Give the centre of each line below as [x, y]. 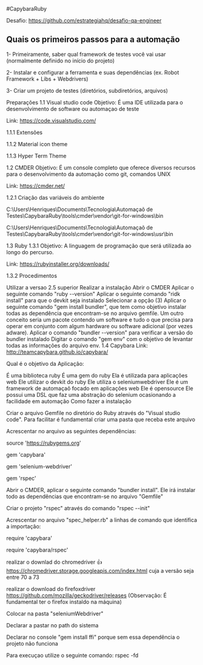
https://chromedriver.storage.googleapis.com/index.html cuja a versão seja [100, 570]
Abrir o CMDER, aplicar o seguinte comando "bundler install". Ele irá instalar [101, 490]
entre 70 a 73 [23, 577]
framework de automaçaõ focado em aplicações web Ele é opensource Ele [100, 388]
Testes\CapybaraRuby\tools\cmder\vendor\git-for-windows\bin [85, 215]
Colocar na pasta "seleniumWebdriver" [55, 613]
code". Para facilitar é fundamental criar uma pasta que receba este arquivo [101, 419]
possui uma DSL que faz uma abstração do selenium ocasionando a [91, 394]
